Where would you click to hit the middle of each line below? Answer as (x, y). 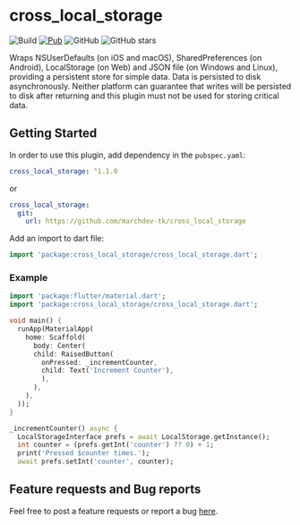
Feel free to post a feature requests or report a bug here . (114, 511)
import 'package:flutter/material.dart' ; (88, 296)
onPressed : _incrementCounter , (100, 362)
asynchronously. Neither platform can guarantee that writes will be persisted (150, 86)
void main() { (36, 321)
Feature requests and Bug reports (105, 490)
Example (29, 278)
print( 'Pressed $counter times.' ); (84, 453)
